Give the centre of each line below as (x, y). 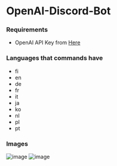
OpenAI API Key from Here (47, 42)
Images (17, 143)
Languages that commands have (55, 58)
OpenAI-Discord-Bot (59, 11)
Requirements (27, 30)
